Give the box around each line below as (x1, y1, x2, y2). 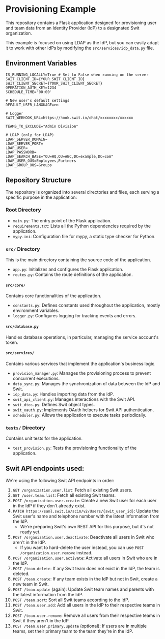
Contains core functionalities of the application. (5, 293, 102, 299)
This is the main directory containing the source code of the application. (5, 257, 151, 263)
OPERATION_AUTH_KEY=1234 (5, 85, 56, 90)
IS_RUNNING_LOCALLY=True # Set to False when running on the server (5, 72, 149, 77)
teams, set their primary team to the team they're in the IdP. (12, 628, 134, 634)
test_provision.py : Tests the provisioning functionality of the (12, 445, 137, 451)
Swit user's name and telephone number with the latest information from (12, 513, 160, 519)
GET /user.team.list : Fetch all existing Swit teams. (12, 492, 116, 498)
